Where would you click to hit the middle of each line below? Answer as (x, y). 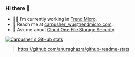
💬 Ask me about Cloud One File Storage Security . (64, 30)
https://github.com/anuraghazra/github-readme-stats (74, 49)
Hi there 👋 (18, 8)
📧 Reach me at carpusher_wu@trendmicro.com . (63, 24)
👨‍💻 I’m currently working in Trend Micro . (55, 19)
